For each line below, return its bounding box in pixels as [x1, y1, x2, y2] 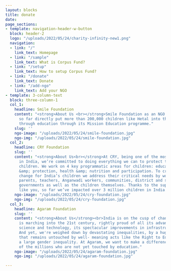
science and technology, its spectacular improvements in [18, 225, 145, 231]
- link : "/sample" [10, 55, 49, 60]
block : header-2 [10, 31, 44, 36]
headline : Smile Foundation [14, 107, 74, 112]
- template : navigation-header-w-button [5, 26, 93, 32]
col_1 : [10, 102, 24, 107]
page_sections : [5, 21, 38, 27]
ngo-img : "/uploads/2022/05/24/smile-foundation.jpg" [14, 135, 131, 141]
